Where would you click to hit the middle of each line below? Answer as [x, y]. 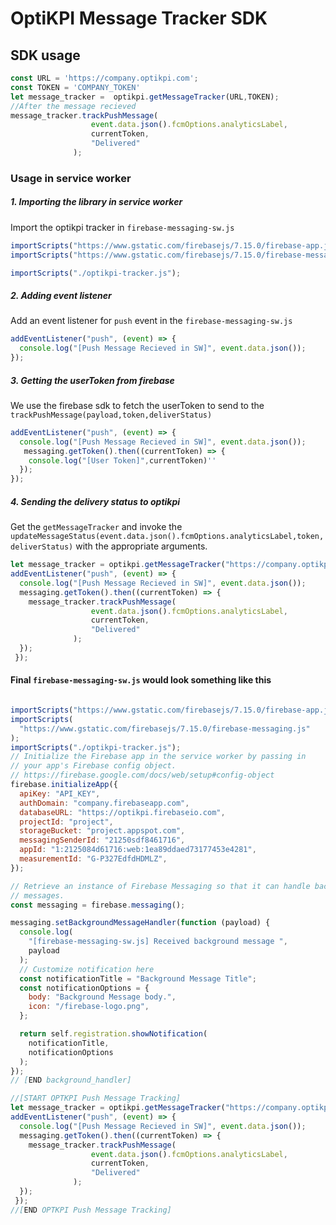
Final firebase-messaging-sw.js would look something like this [141, 680]
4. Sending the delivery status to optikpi [95, 501]
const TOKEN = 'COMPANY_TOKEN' [75, 87]
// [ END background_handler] [71, 1080]
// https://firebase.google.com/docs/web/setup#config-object [142, 775]
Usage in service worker [71, 178]
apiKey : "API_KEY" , [60, 793]
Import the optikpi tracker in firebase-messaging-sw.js [122, 227]
